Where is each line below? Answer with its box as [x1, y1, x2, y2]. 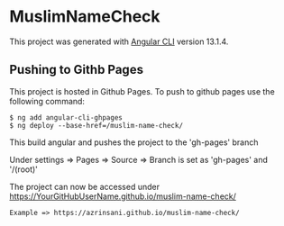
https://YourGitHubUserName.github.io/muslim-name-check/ [9, 191, 237, 202]
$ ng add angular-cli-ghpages [9, 113, 124, 122]
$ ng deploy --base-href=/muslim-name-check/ [9, 121, 183, 130]
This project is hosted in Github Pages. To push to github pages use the [9, 86, 275, 96]
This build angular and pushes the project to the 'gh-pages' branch [9, 137, 259, 148]
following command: [9, 95, 86, 106]
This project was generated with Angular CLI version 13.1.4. [9, 36, 229, 47]
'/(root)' [9, 164, 39, 175]
